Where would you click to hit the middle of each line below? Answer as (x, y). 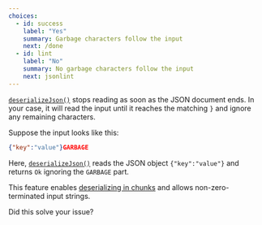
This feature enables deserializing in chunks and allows (101, 187)
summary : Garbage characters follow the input (103, 39)
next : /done (43, 46)
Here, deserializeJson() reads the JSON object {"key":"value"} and (124, 162)
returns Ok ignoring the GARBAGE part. (69, 171)
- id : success (39, 24)
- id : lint (34, 54)
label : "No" (43, 62)
